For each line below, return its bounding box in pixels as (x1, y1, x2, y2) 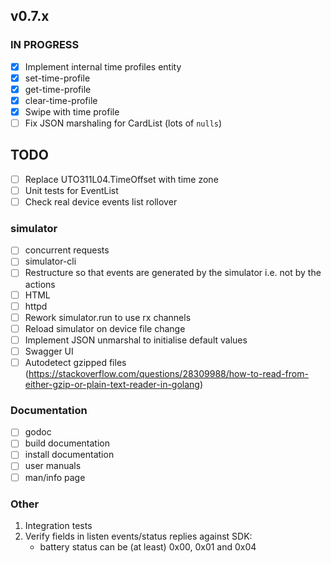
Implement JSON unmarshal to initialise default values (24, 334, 248, 346)
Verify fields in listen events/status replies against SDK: (24, 530, 253, 542)
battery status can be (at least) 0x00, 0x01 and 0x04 (39, 540, 257, 553)
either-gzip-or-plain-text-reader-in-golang (24, 378, 200, 390)
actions (24, 278, 56, 290)
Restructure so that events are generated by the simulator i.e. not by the (24, 267, 322, 279)
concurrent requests (24, 244, 110, 256)
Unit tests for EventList (24, 184, 119, 196)
